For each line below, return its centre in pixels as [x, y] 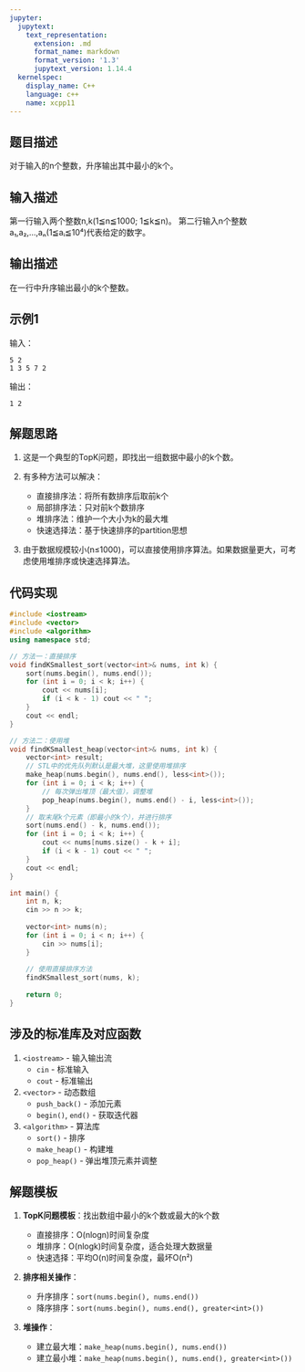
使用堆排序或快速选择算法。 [82, 561]
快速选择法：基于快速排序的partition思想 [112, 530]
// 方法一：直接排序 [43, 656]
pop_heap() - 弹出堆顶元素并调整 [97, 1160]
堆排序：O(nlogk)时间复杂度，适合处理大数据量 [124, 1246]
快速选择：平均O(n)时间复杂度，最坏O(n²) [115, 1258]
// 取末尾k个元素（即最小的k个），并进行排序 [99, 817]
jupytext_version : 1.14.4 [82, 69]
